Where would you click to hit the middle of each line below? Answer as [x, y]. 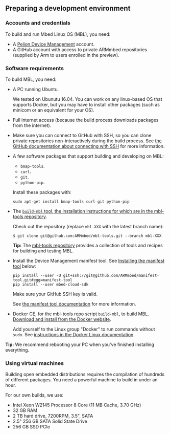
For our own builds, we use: [34, 395]
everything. [17, 350]
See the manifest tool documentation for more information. [74, 303]
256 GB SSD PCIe [31, 427]
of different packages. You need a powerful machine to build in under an [81, 380]
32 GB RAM [25, 410]
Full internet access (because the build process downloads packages [86, 120]
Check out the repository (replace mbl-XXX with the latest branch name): [88, 226]
